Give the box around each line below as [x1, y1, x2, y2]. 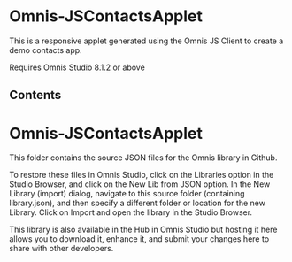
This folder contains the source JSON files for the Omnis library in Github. [9, 152, 278, 163]
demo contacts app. [9, 44, 82, 55]
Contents [9, 88, 62, 103]
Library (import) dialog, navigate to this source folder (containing [9, 189, 245, 199]
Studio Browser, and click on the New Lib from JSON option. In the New [9, 179, 271, 189]
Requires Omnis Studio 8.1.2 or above [9, 62, 146, 73]
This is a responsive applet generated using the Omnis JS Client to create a [9, 35, 284, 46]
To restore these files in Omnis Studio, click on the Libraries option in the [9, 170, 274, 181]
